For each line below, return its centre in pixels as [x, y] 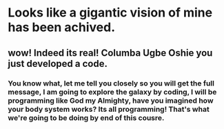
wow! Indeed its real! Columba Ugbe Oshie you [110, 53]
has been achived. [62, 27]
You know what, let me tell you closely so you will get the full [111, 83]
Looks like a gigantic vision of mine [110, 13]
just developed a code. [58, 63]
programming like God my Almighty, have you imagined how [111, 100]
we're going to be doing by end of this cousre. [86, 117]
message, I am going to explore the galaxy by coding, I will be [112, 92]
